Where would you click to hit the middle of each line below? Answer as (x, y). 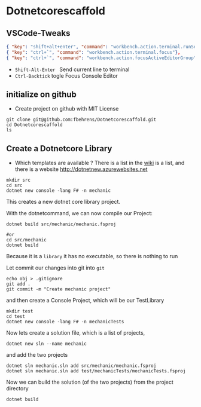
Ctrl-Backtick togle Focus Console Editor (66, 75)
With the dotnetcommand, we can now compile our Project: (79, 213)
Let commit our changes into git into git (55, 268)
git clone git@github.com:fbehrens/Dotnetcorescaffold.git (81, 120)
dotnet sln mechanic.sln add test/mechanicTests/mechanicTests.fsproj (96, 371)
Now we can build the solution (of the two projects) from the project (90, 382)
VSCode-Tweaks (38, 33)
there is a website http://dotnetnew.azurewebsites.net (81, 169)
